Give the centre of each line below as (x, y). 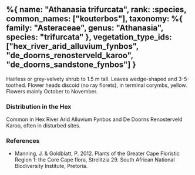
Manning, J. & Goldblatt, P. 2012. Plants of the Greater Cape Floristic (97, 154)
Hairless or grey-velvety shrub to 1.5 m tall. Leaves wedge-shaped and (92, 79)
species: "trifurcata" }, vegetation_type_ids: (89, 37)
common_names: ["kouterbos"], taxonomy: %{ (95, 19)
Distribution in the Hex (39, 106)
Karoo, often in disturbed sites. (43, 126)
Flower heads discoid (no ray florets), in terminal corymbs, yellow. (107, 85)
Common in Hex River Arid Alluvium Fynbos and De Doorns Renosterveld (94, 119)
